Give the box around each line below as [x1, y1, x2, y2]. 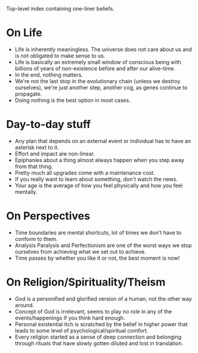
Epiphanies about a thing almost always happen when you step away [14, 156, 185, 163]
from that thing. [14, 163, 53, 170]
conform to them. [14, 235, 58, 242]
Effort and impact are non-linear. [14, 150, 95, 157]
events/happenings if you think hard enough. [14, 314, 125, 321]
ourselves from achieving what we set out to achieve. [14, 248, 146, 255]
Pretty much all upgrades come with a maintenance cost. [14, 169, 155, 176]
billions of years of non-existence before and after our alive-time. [14, 65, 176, 72]
